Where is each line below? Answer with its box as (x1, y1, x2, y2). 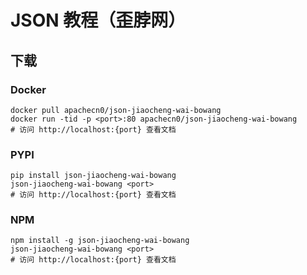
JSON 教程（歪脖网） (10, 9, 187, 32)
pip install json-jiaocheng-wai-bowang (10, 171, 177, 181)
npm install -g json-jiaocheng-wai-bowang (10, 236, 190, 246)
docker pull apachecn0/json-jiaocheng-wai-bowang (10, 105, 222, 115)
